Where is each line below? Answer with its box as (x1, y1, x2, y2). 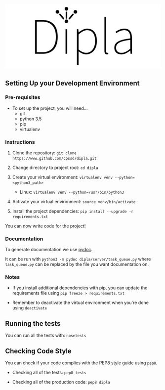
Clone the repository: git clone (12, 150, 77, 156)
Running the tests (5, 319, 61, 328)
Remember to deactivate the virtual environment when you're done (12, 300, 149, 305)
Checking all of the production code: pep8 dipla (12, 379, 110, 385)
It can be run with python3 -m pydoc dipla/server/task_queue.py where (5, 256, 151, 262)
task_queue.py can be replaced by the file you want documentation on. (5, 261, 149, 267)
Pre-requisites (5, 94, 41, 101)
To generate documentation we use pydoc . (5, 247, 93, 253)
